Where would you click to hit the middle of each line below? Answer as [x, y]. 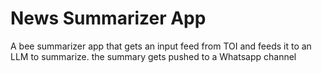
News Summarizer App [108, 18]
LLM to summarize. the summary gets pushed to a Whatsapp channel [153, 56]
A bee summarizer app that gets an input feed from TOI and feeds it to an [161, 46]
